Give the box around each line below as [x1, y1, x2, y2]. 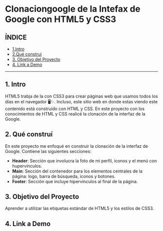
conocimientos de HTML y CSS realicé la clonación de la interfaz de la [5, 111, 146, 116]
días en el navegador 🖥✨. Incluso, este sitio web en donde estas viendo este [5, 98, 158, 104]
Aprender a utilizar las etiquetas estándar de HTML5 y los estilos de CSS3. [5, 206, 154, 212]
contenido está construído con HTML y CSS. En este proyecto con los [5, 106, 145, 112]
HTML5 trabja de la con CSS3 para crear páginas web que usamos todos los [5, 93, 158, 99]
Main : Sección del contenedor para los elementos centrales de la [12, 168, 143, 174]
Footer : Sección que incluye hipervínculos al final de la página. [12, 178, 138, 184]
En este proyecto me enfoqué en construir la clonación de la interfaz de [5, 143, 148, 149]
